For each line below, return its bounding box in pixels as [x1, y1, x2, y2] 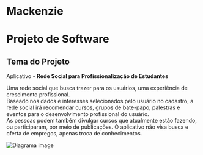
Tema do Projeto [6, 56, 70, 67]
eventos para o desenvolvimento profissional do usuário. [6, 110, 150, 118]
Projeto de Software [6, 32, 109, 46]
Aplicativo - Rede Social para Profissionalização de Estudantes [6, 73, 169, 80]
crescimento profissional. [6, 91, 70, 98]
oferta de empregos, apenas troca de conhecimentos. [6, 130, 142, 137]
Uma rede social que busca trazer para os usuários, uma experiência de [6, 84, 188, 92]
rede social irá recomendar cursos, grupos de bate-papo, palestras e [6, 104, 180, 111]
